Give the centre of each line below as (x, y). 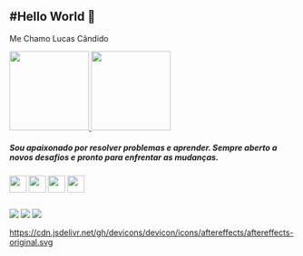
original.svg (31, 242)
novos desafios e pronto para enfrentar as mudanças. (114, 157)
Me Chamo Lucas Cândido (59, 38)
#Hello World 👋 (53, 17)
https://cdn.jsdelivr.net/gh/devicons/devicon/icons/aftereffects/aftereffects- (151, 232)
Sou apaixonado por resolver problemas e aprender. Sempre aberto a (143, 148)
